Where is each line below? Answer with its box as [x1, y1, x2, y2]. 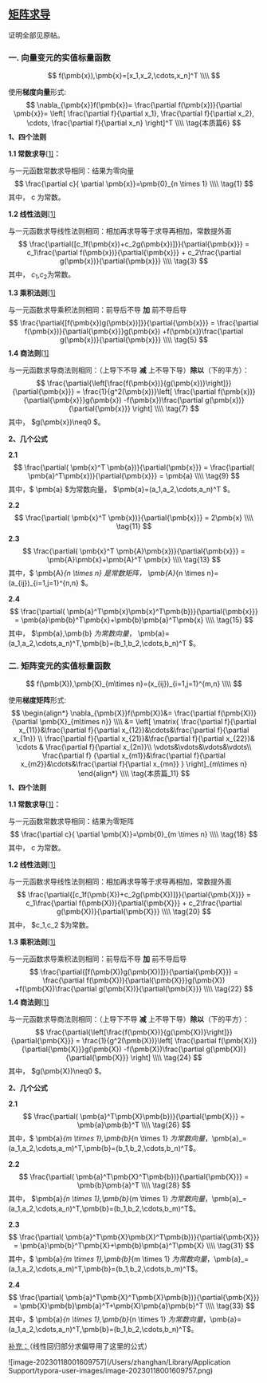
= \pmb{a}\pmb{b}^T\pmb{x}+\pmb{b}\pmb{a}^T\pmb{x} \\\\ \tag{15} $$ [14, 615, 253, 625]
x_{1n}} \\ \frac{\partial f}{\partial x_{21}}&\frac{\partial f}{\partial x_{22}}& [13, 734, 255, 743]
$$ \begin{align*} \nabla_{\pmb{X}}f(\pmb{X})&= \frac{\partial [10, 708, 217, 718]
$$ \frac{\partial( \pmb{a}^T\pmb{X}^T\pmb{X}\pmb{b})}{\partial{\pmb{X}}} [8, 1293, 261, 1302]
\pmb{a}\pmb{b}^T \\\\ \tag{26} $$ [77, 1120, 191, 1130]
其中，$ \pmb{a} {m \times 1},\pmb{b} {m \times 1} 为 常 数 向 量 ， [8, 1255, 214, 1264]
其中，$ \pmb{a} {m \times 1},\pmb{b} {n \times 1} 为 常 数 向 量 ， [8, 1133, 213, 1143]
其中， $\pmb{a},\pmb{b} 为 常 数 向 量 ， [8, 628, 136, 638]
